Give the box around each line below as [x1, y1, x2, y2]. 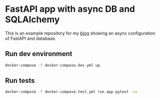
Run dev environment [5, 50, 72, 58]
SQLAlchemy [5, 14, 60, 25]
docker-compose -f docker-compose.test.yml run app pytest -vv [5, 90, 138, 95]
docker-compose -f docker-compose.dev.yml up [5, 63, 100, 67]
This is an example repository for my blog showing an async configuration [5, 30, 156, 36]
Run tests [5, 76, 35, 85]
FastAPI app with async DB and [5, 3, 135, 15]
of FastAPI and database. [5, 35, 57, 41]
